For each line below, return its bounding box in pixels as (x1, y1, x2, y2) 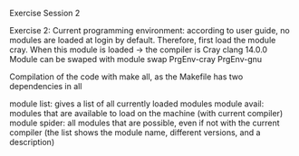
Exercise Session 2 (9, 8, 81, 18)
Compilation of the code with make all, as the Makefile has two (9, 71, 244, 82)
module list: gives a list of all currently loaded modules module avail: (9, 98, 265, 109)
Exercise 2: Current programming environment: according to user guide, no (9, 25, 290, 35)
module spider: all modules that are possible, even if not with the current (9, 117, 280, 128)
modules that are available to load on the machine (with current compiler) (9, 108, 284, 118)
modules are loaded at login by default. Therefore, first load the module (9, 35, 276, 45)
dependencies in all (9, 81, 82, 91)
